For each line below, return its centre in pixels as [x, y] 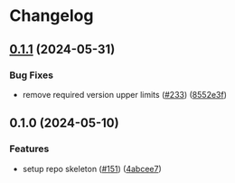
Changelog [52, 16]
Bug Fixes [32, 75]
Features [29, 149]
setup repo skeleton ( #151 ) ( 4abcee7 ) [92, 169]
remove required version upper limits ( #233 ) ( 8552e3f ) [125, 94]
